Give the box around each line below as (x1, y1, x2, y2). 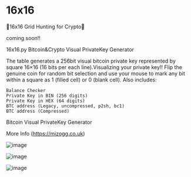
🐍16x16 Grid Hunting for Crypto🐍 (6, 23, 85, 30)
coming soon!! (6, 34, 41, 41)
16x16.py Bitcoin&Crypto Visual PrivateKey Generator (6, 45, 134, 53)
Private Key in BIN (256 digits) (6, 93, 88, 99)
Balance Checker (6, 87, 46, 93)
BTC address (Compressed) (6, 108, 69, 114)
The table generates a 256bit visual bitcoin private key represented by (6, 57, 176, 64)
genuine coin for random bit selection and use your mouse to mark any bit (6, 70, 185, 77)
